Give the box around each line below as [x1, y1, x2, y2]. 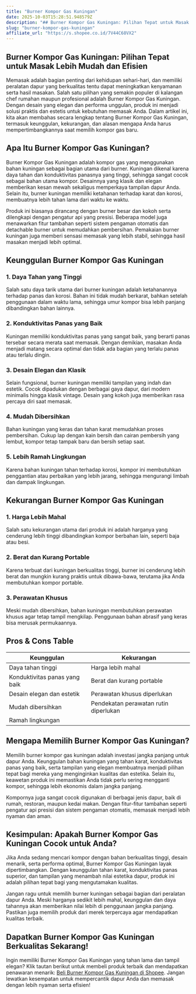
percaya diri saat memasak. [6, 398, 73, 405]
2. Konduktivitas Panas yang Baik [6, 319, 103, 327]
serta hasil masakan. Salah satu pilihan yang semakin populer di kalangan [6, 89, 183, 96]
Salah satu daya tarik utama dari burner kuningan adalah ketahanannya [6, 286, 177, 293]
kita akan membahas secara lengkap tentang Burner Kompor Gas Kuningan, [6, 113, 188, 120]
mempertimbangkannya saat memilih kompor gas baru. [6, 126, 139, 133]
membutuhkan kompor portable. [6, 579, 83, 586]
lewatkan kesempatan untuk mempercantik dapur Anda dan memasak [6, 975, 174, 982]
